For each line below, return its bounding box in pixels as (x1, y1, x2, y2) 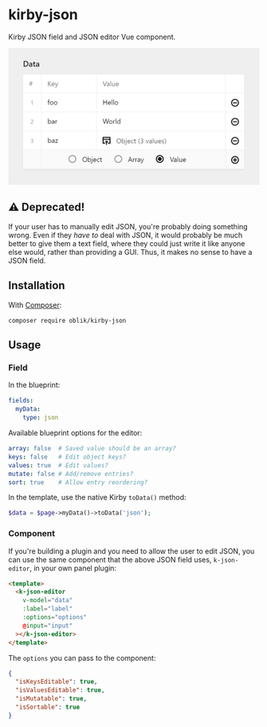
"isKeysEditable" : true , (15, 677, 98, 686)
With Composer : (8, 300, 62, 309)
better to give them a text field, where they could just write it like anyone (8, 238, 245, 248)
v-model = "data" (22, 597, 73, 605)
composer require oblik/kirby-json (8, 316, 127, 324)
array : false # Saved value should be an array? (8, 445, 177, 453)
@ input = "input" (22, 622, 73, 630)
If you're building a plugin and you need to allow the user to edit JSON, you (8, 546, 255, 556)
